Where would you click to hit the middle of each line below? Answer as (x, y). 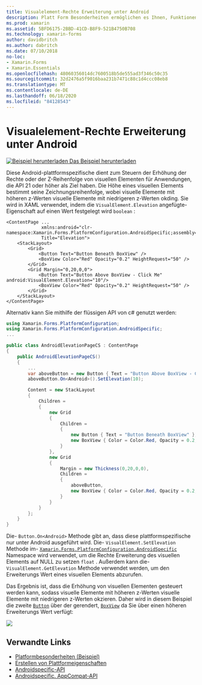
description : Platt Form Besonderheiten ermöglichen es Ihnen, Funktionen (102, 17)
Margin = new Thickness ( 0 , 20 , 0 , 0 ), (104, 469)
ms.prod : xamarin (28, 23)
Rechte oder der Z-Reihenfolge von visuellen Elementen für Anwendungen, (99, 179)
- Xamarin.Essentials (33, 68)
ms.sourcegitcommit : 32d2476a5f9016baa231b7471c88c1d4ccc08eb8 (87, 79)
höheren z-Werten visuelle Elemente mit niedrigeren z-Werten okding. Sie (97, 198)
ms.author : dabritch (32, 46)
